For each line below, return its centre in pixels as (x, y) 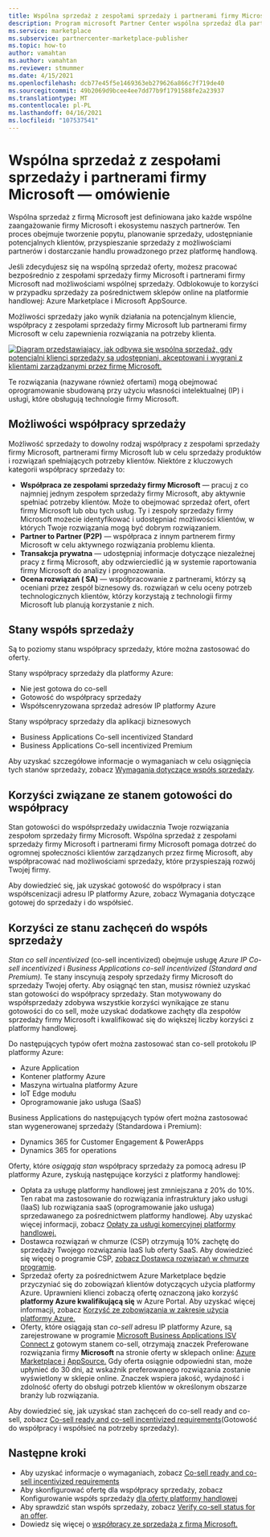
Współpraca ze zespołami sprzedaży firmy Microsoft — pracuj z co (134, 484)
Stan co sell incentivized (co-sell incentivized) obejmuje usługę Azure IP (128, 960)
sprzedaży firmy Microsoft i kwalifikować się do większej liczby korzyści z (131, 1020)
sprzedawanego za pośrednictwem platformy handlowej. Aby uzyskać (136, 1216)
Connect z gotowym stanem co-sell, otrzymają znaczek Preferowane (134, 1344)
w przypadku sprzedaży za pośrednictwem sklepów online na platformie (129, 292)
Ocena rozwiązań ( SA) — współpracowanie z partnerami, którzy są (133, 579)
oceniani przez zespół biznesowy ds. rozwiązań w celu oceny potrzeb (136, 587)
